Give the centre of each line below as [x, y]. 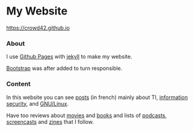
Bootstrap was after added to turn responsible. [64, 68]
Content [19, 84]
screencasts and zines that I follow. [50, 121]
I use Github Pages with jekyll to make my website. [69, 57]
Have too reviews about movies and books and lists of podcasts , [87, 115]
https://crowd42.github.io [38, 28]
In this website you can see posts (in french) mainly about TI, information [97, 97]
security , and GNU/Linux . [37, 103]
